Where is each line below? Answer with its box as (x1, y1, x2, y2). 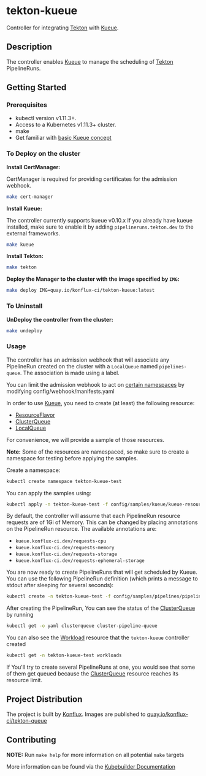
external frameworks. (6, 229, 60, 237)
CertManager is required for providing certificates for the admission (6, 175, 178, 183)
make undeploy (6, 327, 43, 334)
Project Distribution (6, 694, 83, 705)
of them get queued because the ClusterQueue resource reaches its (6, 670, 179, 677)
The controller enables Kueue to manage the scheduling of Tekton (6, 58, 174, 65)
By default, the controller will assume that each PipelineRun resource (6, 512, 181, 520)
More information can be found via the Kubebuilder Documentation (6, 763, 176, 770)
